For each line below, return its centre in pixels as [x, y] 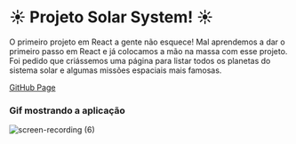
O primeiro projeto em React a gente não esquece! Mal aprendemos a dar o [148, 42]
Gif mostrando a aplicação [68, 110]
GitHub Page [32, 87]
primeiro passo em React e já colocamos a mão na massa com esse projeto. [148, 51]
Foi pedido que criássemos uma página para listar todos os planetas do [140, 60]
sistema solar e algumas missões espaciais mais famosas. [116, 70]
